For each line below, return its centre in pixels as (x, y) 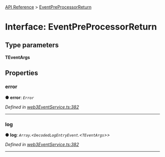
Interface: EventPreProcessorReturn (81, 27)
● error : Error (20, 97)
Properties (22, 73)
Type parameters (32, 45)
